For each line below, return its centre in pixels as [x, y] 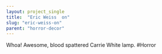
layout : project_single [35, 12]
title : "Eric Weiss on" [38, 17]
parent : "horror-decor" [35, 28]
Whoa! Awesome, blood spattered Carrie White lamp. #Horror [81, 45]
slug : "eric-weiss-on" [34, 23]
